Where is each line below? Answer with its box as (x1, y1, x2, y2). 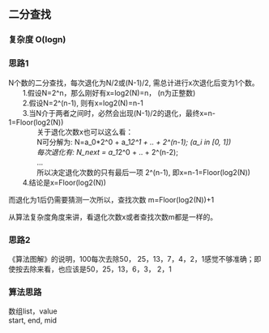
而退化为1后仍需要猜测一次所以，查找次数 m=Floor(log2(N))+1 (8, 194, 215, 204)
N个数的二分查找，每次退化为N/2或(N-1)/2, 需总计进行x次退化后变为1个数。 (8, 78, 259, 88)
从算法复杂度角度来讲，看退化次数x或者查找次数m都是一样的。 (8, 211, 217, 221)
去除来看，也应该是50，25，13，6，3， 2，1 (22, 264, 172, 274)
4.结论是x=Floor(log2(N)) (22, 177, 107, 187)
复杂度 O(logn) (8, 34, 66, 45)
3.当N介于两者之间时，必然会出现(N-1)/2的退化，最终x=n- (22, 108, 216, 117)
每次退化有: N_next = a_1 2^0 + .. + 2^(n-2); (36, 147, 178, 156)
